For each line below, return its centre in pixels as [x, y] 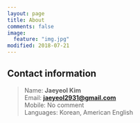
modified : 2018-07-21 [38, 46]
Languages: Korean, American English [79, 112]
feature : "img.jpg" [42, 39]
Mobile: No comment [54, 105]
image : [17, 33]
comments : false [30, 26]
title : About [26, 20]
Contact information [52, 74]
